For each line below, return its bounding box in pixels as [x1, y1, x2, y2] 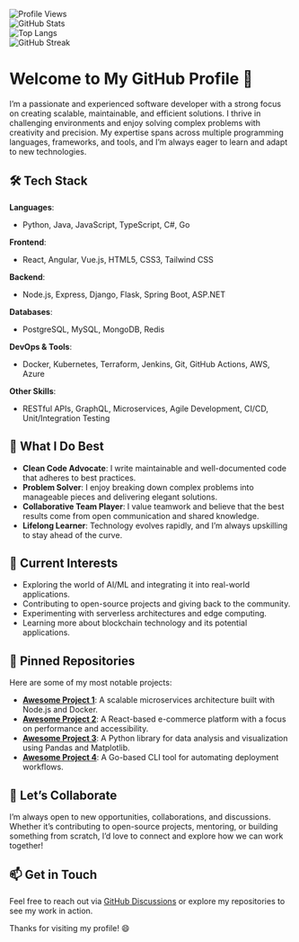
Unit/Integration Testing [22, 412, 110, 423]
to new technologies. [9, 146, 87, 157]
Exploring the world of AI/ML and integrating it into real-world [22, 579, 251, 590]
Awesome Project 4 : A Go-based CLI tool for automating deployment [22, 752, 279, 763]
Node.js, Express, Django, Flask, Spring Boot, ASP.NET [22, 289, 226, 300]
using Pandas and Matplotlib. [22, 742, 130, 753]
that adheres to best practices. [22, 472, 136, 483]
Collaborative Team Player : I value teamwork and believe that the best [22, 500, 285, 512]
